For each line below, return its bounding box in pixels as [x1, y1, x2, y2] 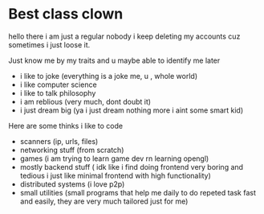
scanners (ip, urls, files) [19, 136, 99, 146]
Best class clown [8, 5, 124, 23]
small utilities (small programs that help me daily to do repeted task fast [19, 187, 257, 197]
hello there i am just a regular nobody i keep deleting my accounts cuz [8, 31, 241, 41]
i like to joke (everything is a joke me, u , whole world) [19, 71, 198, 80]
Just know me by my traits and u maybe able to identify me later [8, 56, 221, 65]
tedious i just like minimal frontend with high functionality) [19, 171, 211, 180]
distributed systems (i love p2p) [19, 179, 125, 189]
